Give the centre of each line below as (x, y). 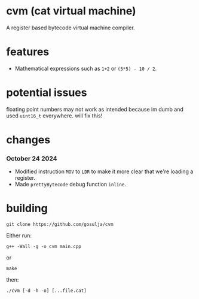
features (28, 52)
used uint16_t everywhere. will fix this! (54, 116)
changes (28, 140)
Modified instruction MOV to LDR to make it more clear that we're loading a (104, 171)
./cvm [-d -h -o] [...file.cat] (46, 291)
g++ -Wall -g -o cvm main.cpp (44, 247)
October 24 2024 (32, 158)
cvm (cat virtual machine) (71, 11)
